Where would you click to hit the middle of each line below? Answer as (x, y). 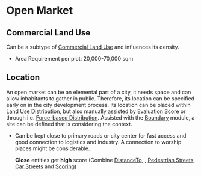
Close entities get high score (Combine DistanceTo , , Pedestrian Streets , (105, 160)
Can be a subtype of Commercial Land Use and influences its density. (93, 47)
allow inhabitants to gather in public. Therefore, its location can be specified (100, 98)
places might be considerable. (52, 148)
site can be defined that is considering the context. (69, 124)
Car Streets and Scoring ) (46, 166)
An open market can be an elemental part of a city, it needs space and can (99, 92)
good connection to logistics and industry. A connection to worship (98, 142)
